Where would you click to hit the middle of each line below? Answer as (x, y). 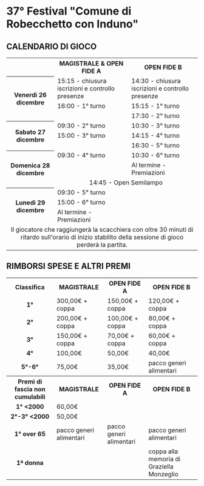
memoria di (165, 459)
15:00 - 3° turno (81, 136)
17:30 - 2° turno (156, 116)
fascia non (30, 389)
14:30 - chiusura (156, 81)
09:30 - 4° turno (81, 155)
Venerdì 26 (30, 95)
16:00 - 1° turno (81, 106)
